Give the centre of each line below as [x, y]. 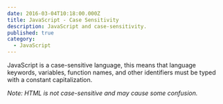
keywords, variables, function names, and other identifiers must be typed [111, 72]
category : [21, 39]
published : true [30, 33]
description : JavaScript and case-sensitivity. [77, 26]
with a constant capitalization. [50, 80]
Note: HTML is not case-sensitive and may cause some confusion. [102, 93]
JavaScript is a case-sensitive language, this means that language [101, 65]
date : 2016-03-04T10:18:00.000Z [54, 13]
